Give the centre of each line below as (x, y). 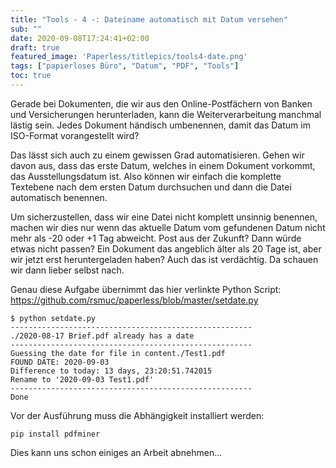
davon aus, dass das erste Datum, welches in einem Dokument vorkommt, (163, 165)
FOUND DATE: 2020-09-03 (60, 362)
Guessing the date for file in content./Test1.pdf (118, 353)
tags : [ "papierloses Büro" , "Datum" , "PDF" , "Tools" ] (125, 66)
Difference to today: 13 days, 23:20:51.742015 (111, 371)
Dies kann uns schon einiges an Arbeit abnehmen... (116, 452)
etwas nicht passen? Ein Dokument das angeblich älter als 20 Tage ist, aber (166, 248)
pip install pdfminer (55, 434)
